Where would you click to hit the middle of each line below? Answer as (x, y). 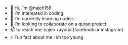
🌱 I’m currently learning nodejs (42, 18)
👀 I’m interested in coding (37, 13)
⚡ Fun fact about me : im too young (47, 37)
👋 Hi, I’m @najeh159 (31, 8)
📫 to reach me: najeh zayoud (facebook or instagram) (67, 30)
